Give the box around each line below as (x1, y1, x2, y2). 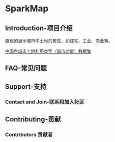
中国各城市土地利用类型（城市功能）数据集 (5, 48, 91, 54)
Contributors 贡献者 (5, 131, 53, 138)
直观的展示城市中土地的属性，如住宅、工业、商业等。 (5, 38, 113, 43)
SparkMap (5, 3, 49, 14)
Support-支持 (5, 82, 47, 91)
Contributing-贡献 (5, 115, 61, 124)
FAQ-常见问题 (5, 64, 47, 72)
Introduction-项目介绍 (5, 24, 73, 32)
